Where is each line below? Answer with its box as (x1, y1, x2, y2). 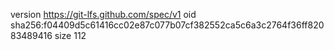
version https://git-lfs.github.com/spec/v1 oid (10, 9, 197, 20)
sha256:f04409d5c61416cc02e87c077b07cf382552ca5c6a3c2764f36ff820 (10, 19, 325, 31)
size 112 (54, 30, 87, 41)
